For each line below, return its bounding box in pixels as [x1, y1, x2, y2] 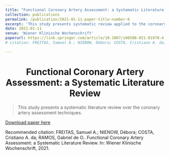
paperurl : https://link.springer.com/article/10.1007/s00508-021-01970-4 [5, 36, 164, 41]
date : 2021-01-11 [5, 26, 42, 31]
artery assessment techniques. [17, 109, 82, 116]
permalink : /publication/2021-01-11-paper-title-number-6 [5, 17, 130, 22]
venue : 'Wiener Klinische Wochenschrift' [5, 31, 94, 36]
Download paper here [5, 119, 51, 125]
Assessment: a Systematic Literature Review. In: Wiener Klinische [5, 139, 142, 146]
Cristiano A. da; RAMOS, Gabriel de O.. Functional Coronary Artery [5, 134, 144, 140]
